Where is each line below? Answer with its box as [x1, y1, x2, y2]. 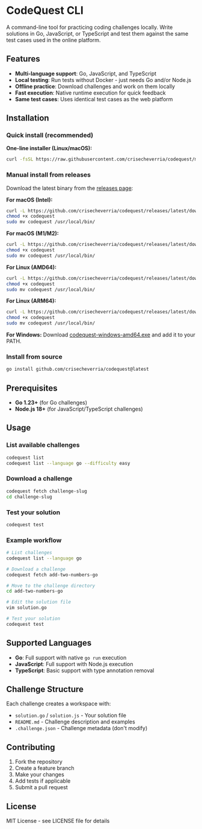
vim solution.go [6, 605, 47, 611]
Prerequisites [6, 383, 58, 393]
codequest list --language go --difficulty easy [6, 460, 130, 466]
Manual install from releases [6, 171, 91, 179]
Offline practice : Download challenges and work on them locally [14, 83, 176, 90]
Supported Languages [6, 638, 92, 648]
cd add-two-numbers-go [6, 588, 63, 594]
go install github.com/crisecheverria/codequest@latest [6, 366, 149, 373]
